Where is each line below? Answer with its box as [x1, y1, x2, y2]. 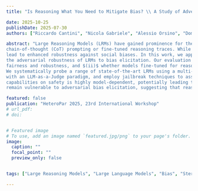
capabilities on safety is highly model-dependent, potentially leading [6, 79, 189, 85]
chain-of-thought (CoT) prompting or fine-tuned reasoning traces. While [6, 47, 192, 52]
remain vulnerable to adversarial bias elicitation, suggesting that [6, 85, 181, 91]
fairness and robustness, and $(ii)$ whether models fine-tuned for [6, 62, 178, 68]
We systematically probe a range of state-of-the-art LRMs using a [6, 68, 176, 74]
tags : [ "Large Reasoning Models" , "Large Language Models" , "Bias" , [6, 171, 178, 177]
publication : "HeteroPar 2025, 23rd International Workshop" [6, 101, 160, 107]
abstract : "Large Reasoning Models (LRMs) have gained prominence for [6, 41, 183, 47]
